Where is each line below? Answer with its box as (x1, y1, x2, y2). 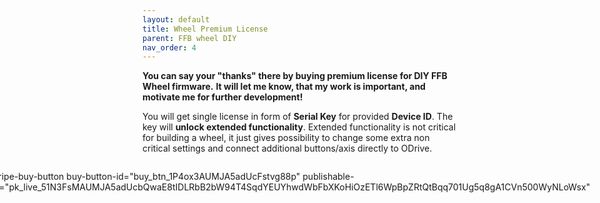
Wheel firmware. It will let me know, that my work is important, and (142, 81, 426, 93)
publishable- (302, 171, 355, 183)
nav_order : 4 (142, 42, 197, 53)
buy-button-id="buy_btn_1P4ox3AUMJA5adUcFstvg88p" (66, 171, 301, 183)
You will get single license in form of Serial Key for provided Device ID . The (142, 111, 454, 123)
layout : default (142, 14, 210, 25)
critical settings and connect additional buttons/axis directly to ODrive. (142, 142, 433, 155)
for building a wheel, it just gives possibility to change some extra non (142, 132, 430, 144)
